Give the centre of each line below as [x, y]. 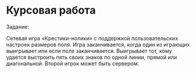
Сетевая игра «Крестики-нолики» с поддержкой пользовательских [92, 38]
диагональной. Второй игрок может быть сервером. [73, 64]
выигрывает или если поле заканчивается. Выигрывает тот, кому [89, 50]
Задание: [18, 27]
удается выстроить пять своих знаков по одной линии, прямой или [91, 57]
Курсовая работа [51, 10]
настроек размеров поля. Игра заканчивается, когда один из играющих [98, 45]
